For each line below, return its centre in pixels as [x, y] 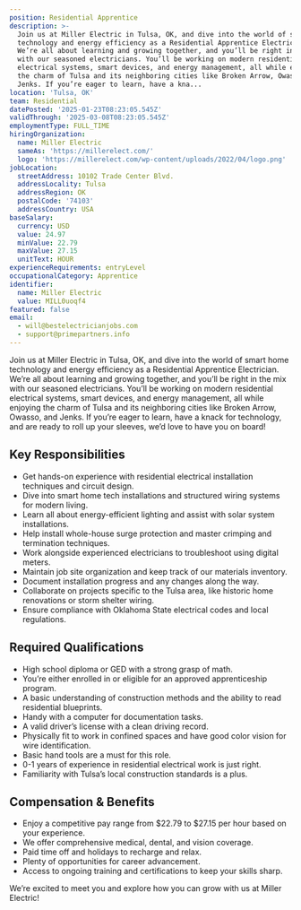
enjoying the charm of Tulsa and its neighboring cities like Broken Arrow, [143, 407]
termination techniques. [66, 542]
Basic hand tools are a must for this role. [97, 755]
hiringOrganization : [48, 134]
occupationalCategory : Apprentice [74, 276]
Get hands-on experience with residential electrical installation [138, 476]
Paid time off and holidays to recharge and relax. [112, 852]
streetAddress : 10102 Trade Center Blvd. [96, 176]
